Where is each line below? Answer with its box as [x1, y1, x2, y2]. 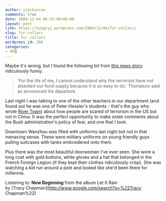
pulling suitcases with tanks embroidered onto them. [5, 139, 113, 145]
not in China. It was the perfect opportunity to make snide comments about [5, 113, 159, 119]
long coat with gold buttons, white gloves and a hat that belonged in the [5, 154, 152, 160]
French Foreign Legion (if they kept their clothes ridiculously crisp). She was [5, 159, 162, 165]
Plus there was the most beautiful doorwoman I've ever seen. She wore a [5, 149, 155, 155]
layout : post [5, 21, 32, 26]
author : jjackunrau [5, 7, 46, 12]
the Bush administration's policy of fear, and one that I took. [5, 119, 128, 125]
